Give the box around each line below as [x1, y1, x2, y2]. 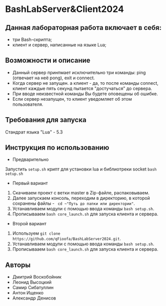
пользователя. [12, 101, 43, 107]
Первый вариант [12, 180, 48, 186]
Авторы [5, 261, 31, 269]
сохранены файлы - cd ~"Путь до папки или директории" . [12, 200, 136, 206]
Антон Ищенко [12, 290, 44, 296]
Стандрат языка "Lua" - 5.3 [5, 129, 63, 135]
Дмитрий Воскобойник [12, 274, 62, 280]
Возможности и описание [5, 56, 91, 65]
